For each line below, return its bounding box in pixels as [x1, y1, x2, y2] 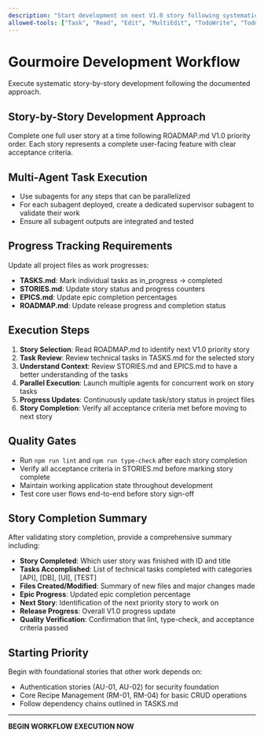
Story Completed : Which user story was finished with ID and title [19, 556, 231, 566]
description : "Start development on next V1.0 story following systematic [8, 11, 258, 20]
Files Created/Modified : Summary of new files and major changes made [19, 581, 255, 591]
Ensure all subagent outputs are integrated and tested [19, 217, 194, 226]
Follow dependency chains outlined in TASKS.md [19, 699, 178, 709]
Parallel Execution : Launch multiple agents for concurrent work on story [19, 378, 255, 387]
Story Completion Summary [8, 512, 148, 525]
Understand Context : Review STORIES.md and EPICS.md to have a [19, 361, 238, 370]
